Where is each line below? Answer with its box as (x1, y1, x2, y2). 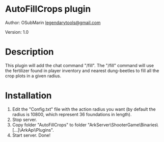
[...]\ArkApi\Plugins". (12, 127, 54, 133)
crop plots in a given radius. (5, 72, 61, 79)
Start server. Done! (12, 132, 51, 138)
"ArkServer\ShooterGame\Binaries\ (87, 121, 159, 128)
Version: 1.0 (5, 29, 29, 35)
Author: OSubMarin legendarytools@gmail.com (5, 20, 101, 25)
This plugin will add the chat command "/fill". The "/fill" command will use (5, 62, 154, 68)
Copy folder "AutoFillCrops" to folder (12, 121, 87, 128)
